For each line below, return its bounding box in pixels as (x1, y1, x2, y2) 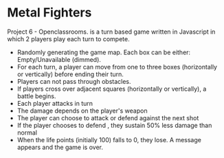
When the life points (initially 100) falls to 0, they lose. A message (16, 135, 201, 144)
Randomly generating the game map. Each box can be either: (16, 48, 191, 56)
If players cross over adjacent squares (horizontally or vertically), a (16, 84, 207, 93)
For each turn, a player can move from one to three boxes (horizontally (16, 63, 218, 71)
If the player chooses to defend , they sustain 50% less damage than (16, 121, 212, 129)
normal (16, 128, 38, 137)
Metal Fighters (7, 5, 92, 21)
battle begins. (16, 91, 56, 100)
